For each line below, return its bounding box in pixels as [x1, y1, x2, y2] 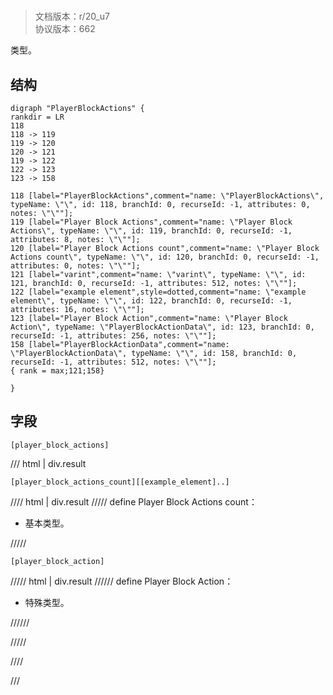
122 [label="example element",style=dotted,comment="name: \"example [10, 287, 307, 297]
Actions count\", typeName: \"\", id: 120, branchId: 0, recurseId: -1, [10, 252, 320, 262]
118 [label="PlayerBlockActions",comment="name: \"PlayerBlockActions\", [10, 191, 325, 201]
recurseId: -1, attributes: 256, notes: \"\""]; [10, 331, 217, 341]
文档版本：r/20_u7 [34, 10, 110, 23]
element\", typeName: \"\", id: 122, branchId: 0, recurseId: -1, [10, 296, 293, 306]
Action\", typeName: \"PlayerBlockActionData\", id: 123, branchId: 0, [10, 322, 315, 332]
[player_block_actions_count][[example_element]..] [10, 477, 230, 487]
